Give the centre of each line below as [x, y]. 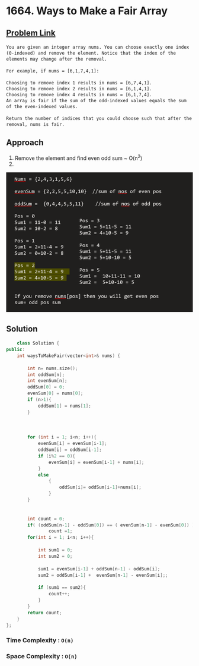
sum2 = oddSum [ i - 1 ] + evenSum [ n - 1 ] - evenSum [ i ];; [103, 575]
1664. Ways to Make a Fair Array [87, 11]
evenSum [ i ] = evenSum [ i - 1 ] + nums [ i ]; [96, 462]
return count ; [45, 613]
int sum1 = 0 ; [55, 550]
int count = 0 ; [46, 519]
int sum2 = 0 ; [55, 556]
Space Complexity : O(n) [42, 656]
